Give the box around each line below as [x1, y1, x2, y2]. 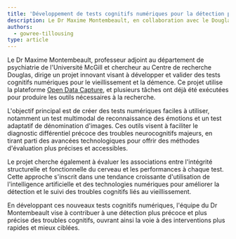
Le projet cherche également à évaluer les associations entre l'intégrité [7, 157, 213, 166]
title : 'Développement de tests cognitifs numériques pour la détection [7, 10, 225, 18]
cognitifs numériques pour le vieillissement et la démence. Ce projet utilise [7, 78, 223, 86]
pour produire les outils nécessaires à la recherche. [7, 93, 156, 102]
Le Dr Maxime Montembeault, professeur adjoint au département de [7, 56, 204, 64]
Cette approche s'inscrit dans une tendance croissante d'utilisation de [7, 173, 211, 181]
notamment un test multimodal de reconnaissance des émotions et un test [7, 114, 222, 123]
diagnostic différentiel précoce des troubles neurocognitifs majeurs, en [7, 129, 213, 138]
